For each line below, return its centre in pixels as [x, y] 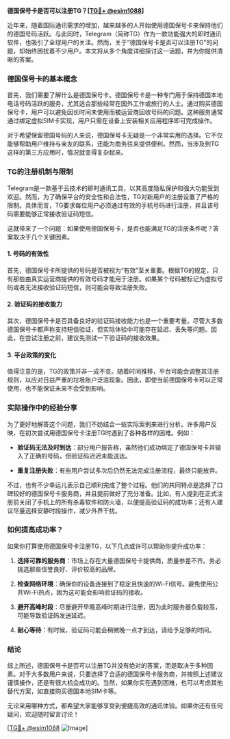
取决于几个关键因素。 [43, 237]
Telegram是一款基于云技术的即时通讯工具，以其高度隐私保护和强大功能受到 [113, 188]
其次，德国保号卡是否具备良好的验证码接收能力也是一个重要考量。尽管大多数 [115, 321]
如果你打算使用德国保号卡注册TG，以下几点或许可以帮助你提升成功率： [107, 546]
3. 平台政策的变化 [32, 354]
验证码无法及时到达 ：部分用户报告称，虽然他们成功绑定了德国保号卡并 [116, 447]
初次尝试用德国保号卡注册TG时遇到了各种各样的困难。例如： [110, 432]
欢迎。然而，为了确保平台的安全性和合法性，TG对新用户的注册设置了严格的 [113, 196]
